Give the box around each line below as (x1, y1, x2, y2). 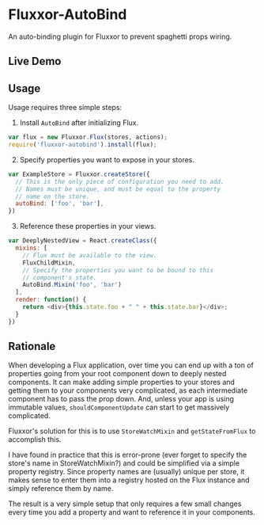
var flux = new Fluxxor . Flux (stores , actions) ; (8, 133, 168, 142)
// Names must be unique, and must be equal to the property (15, 185, 221, 193)
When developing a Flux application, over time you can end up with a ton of (8, 360, 255, 370)
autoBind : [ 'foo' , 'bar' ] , (15, 200, 104, 207)
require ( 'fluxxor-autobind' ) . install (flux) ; (8, 141, 157, 149)
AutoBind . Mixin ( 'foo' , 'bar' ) (22, 281, 123, 289)
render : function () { (15, 295, 87, 304)
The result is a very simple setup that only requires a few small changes (8, 499, 242, 508)
